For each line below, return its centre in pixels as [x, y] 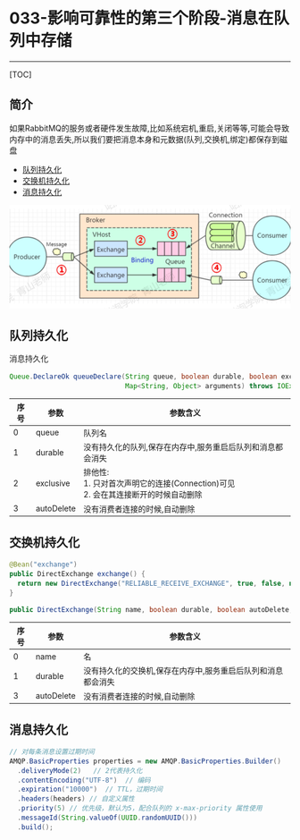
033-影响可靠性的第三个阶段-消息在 [142, 18]
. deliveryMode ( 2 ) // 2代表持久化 [80, 770]
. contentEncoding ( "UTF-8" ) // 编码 [84, 780]
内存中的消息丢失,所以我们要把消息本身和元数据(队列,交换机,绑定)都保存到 [145, 139]
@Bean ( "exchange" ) [43, 564]
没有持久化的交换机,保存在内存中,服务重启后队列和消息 [183, 671]
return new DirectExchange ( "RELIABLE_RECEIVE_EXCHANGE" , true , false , [151, 583]
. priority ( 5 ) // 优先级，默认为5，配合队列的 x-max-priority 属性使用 [140, 809]
